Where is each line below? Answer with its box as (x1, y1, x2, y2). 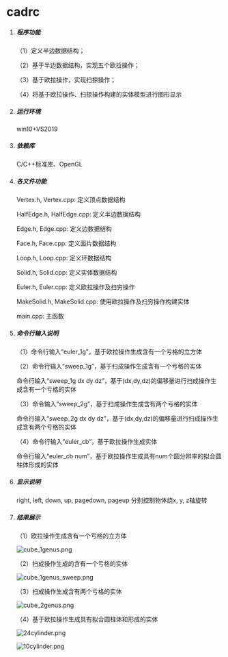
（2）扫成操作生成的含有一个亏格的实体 (16, 559, 128, 567)
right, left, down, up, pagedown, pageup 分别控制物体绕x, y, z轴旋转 (16, 496, 208, 504)
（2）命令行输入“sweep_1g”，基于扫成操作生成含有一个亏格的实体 (16, 362, 202, 371)
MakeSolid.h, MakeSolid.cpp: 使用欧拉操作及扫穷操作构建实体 (16, 297, 190, 306)
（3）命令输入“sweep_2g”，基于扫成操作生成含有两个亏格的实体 (16, 400, 198, 408)
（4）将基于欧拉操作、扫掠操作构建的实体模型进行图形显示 (16, 90, 182, 99)
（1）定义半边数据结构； (16, 47, 85, 55)
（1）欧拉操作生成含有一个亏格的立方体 (16, 532, 127, 540)
